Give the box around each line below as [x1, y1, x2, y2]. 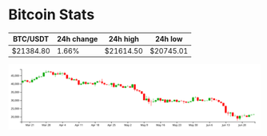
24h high [108, 34, 140, 44]
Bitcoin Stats [8, 6, 95, 24]
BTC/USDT [13, 34, 50, 44]
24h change [57, 34, 98, 44]
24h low [154, 34, 183, 44]
